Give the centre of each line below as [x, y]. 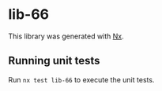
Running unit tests [54, 61]
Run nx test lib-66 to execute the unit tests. [81, 79]
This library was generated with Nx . [66, 36]
